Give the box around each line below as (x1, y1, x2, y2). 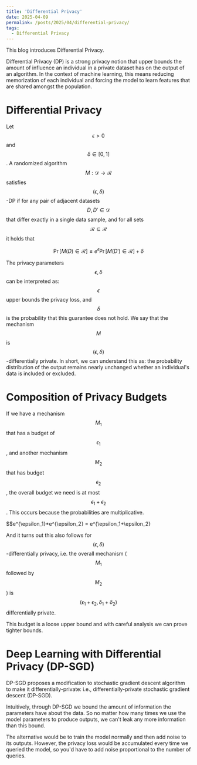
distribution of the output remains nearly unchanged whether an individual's (6, 363, 189, 370)
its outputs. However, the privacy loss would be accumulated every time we (6, 739, 189, 747)
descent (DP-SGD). (6, 691, 53, 699)
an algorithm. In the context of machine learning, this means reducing (6, 71, 174, 78)
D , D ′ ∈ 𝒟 (87, 206, 110, 213)
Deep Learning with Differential (6, 647, 161, 661)
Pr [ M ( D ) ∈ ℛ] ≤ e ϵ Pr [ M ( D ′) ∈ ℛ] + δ (53, 246, 144, 255)
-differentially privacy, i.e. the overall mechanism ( (6, 550, 127, 557)
